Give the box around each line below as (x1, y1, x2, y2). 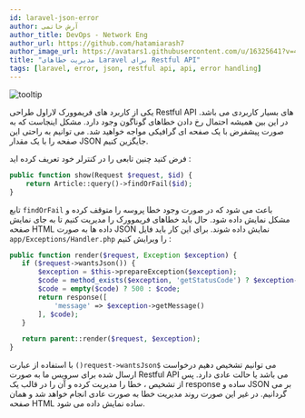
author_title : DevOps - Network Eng (9, 30, 148, 39)
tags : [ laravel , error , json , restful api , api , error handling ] (9, 65, 261, 74)
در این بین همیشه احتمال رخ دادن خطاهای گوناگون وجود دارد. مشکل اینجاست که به (9, 115, 289, 127)
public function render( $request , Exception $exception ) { (9, 251, 238, 260)
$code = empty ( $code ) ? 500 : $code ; (37, 284, 181, 294)
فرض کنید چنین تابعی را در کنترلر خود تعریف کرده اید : (9, 153, 192, 164)
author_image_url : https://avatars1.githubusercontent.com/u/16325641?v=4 (9, 47, 299, 56)
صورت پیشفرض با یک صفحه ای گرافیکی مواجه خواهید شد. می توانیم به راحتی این (9, 125, 284, 136)
